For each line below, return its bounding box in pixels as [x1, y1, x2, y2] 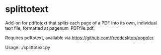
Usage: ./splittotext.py [5, 44, 51, 50]
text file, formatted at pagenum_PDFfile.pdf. [5, 25, 95, 31]
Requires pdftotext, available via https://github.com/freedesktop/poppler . [5, 35, 155, 41]
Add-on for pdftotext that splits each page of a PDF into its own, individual [5, 20, 157, 26]
